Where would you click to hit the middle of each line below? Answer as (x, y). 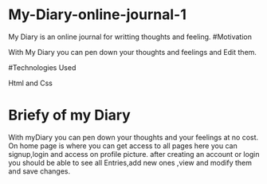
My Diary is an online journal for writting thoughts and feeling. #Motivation (130, 37)
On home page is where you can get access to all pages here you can (123, 146)
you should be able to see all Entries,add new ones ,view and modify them (130, 162)
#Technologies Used (42, 67)
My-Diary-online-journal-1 (98, 15)
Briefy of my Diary (70, 115)
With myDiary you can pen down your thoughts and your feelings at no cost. (133, 137)
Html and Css (31, 83)
